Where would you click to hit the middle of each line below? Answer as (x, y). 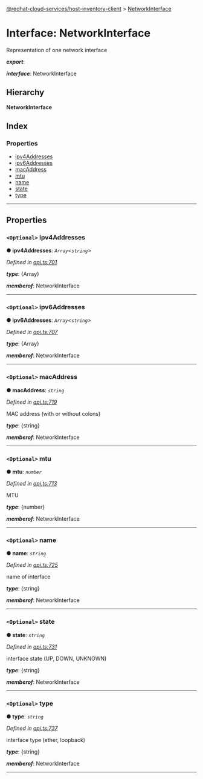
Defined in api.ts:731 (32, 647)
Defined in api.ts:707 (32, 332)
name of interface (28, 577)
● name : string (26, 553)
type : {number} (26, 507)
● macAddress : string (35, 390)
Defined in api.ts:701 (32, 262)
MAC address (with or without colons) (53, 413)
